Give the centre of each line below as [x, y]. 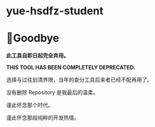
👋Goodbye [33, 38]
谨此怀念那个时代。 [30, 105]
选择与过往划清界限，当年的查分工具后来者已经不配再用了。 [79, 80]
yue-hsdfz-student [55, 11]
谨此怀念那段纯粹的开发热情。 [43, 118]
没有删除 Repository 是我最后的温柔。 [52, 92]
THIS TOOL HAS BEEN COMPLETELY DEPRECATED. [71, 67]
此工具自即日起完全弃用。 [38, 55]
